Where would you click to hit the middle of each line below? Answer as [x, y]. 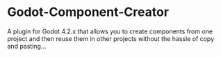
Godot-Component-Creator [88, 12]
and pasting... [27, 46]
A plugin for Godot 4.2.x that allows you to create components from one [110, 31]
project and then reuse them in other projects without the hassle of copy [111, 38]
